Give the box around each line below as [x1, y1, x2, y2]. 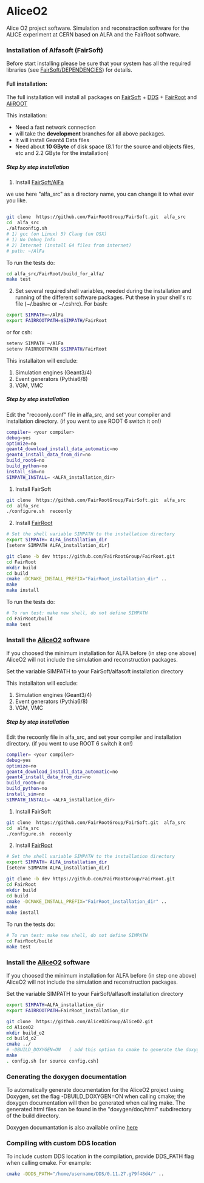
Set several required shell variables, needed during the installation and [15, 287, 192, 295]
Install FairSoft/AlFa [15, 179, 64, 186]
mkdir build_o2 [6, 1030, 45, 1036]
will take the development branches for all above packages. [15, 130, 166, 137]
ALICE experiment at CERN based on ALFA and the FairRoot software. [6, 30, 181, 38]
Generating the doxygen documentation [6, 1072, 127, 1081]
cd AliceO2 [6, 1024, 34, 1030]
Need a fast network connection [15, 123, 96, 131]
